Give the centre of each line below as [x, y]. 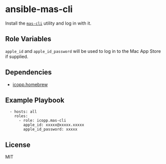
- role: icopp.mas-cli [42, 121]
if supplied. [17, 56]
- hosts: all [23, 112]
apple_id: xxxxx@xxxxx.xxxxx [54, 125]
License [18, 145]
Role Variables [28, 39]
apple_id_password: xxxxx [51, 129]
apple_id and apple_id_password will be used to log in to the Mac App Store [83, 51]
